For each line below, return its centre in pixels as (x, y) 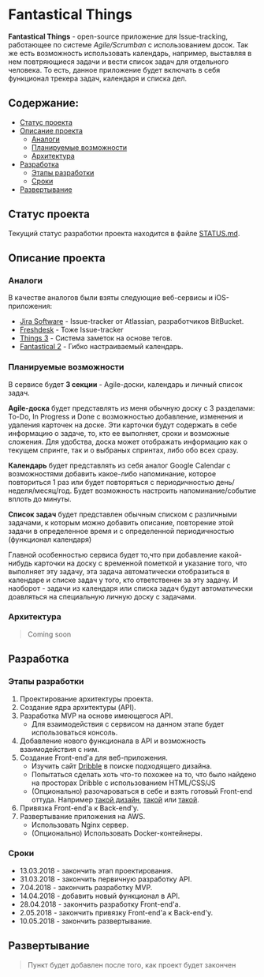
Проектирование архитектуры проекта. (86, 699)
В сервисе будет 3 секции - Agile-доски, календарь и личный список (125, 384)
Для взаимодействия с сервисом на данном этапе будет (128, 723)
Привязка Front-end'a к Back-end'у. (79, 808)
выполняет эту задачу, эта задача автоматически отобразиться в (119, 571)
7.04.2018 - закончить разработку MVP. (86, 887)
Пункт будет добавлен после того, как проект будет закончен (132, 964)
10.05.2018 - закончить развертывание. (86, 921)
